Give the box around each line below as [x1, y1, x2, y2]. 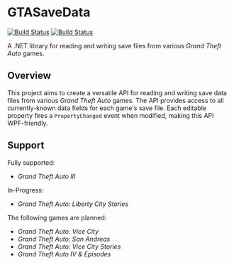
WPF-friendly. [7, 119, 48, 127]
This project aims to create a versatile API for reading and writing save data [7, 88, 227, 97]
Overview [7, 70, 52, 82]
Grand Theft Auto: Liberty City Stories [17, 200, 129, 208]
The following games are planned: [7, 213, 107, 222]
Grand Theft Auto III [17, 172, 76, 180]
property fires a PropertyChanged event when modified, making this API [7, 111, 214, 119]
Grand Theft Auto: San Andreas [17, 234, 111, 243]
